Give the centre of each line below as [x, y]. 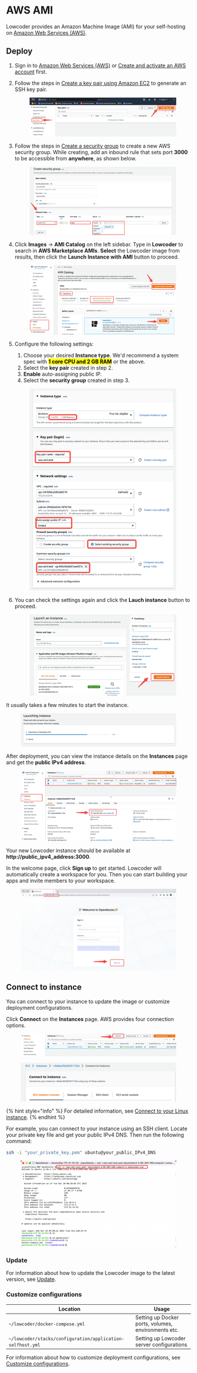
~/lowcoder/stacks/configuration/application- [66, 1339]
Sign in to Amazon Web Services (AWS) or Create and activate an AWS [100, 65]
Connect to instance [44, 987]
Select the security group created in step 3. [77, 380]
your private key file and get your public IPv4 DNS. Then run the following [95, 1135]
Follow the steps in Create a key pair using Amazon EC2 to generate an [100, 83]
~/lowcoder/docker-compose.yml [47, 1324]
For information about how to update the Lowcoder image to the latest [91, 1273]
